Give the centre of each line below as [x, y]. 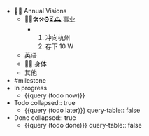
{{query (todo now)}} [55, 95]
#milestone [30, 80]
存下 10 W [59, 46]
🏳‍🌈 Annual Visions [40, 11]
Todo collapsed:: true [44, 103]
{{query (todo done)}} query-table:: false [83, 125]
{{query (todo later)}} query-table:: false [82, 110]
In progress [30, 88]
